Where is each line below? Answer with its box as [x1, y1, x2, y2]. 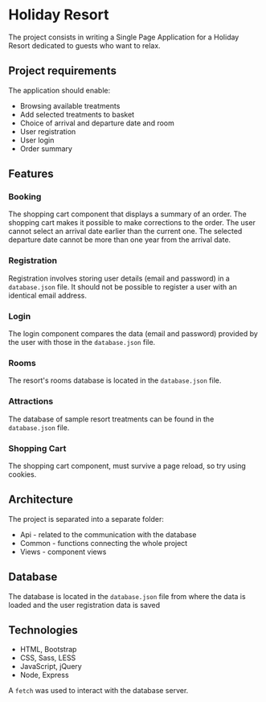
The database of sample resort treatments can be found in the [8, 414, 215, 424]
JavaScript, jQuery [19, 662, 82, 671]
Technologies [8, 623, 79, 637]
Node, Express [19, 670, 70, 680]
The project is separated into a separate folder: [8, 514, 165, 523]
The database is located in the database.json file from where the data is [8, 591, 247, 601]
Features [8, 167, 54, 181]
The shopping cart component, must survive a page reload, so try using [8, 461, 247, 470]
